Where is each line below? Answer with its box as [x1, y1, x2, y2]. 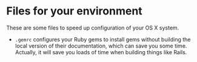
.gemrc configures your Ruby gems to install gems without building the [15, 36, 191, 43]
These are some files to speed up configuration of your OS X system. [6, 24, 179, 31]
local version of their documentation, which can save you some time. [15, 42, 187, 49]
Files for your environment [6, 4, 142, 18]
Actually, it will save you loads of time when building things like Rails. [15, 48, 187, 55]
